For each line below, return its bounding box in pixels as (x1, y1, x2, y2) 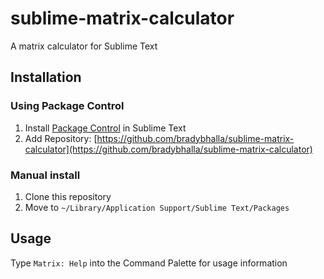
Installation (10, 69, 82, 86)
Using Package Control (10, 99, 125, 113)
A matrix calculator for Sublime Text (10, 40, 158, 52)
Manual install (10, 168, 81, 182)
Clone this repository (24, 190, 112, 202)
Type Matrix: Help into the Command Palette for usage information (10, 257, 288, 269)
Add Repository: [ (24, 132, 98, 144)
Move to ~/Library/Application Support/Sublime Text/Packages (24, 201, 290, 213)
